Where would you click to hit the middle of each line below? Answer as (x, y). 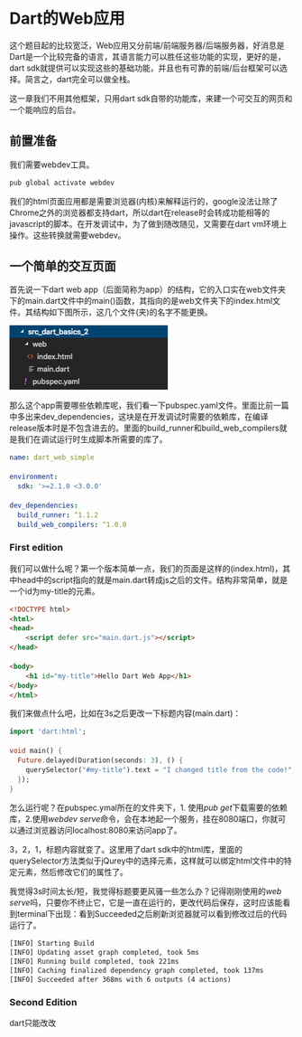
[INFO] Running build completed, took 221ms (94, 961)
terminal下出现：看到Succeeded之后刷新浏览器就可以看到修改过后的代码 (152, 913)
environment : (34, 477)
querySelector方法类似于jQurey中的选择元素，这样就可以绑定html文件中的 (146, 861)
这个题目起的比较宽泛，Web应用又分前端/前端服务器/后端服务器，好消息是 (147, 45)
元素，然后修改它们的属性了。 (72, 872)
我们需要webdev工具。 (52, 165)
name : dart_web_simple (52, 457)
